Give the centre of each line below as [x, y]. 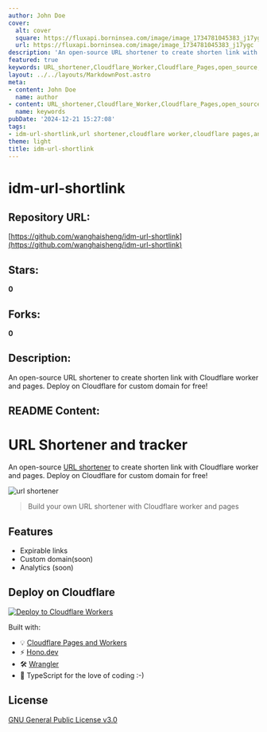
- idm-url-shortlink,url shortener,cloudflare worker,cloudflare [118, 134]
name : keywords [41, 112]
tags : [17, 127]
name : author [37, 97]
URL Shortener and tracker [98, 445]
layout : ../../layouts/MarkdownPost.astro [79, 75]
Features [31, 531]
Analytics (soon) [46, 567]
